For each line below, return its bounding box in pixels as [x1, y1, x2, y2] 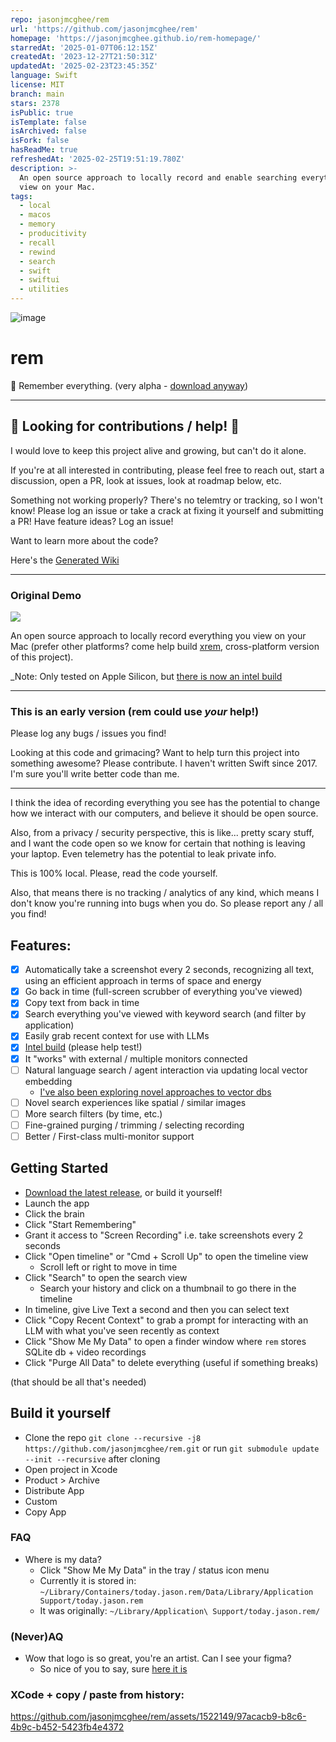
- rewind [19, 247, 56, 257]
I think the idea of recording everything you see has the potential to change [10, 797, 321, 809]
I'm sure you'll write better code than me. [10, 768, 180, 780]
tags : [10, 191, 33, 201]
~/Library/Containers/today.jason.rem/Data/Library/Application [39, 1587, 314, 1597]
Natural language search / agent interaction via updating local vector [24, 1064, 308, 1076]
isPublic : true [10, 107, 74, 118]
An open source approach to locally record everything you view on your [10, 630, 307, 642]
